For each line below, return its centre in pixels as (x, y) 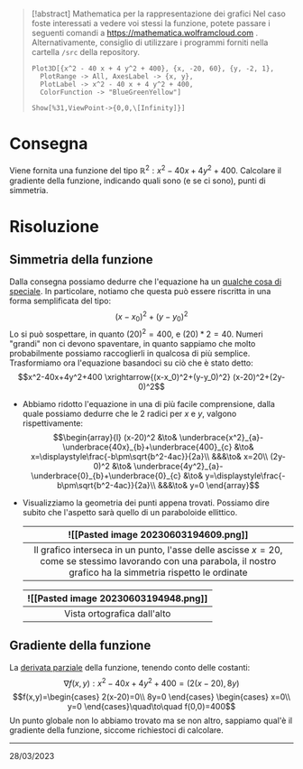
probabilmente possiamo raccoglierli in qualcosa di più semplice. (130, 353)
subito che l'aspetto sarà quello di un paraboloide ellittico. (130, 512)
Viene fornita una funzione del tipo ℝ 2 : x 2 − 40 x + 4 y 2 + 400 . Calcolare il (146, 170)
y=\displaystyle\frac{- (245, 476)
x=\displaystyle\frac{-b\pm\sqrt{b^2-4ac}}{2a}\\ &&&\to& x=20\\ (149, 456)
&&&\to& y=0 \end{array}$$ (208, 485)
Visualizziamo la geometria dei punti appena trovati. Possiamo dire (146, 503)
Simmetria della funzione (81, 259)
